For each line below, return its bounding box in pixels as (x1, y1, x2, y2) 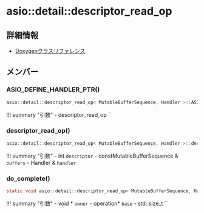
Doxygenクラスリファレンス (15, 47, 86, 54)
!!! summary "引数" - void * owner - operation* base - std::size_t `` (6, 200, 168, 207)
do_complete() (6, 174, 50, 183)
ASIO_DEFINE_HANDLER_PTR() (6, 85, 100, 94)
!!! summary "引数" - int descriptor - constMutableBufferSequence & (6, 152, 178, 159)
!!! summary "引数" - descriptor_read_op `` (6, 111, 112, 118)
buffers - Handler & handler (6, 159, 76, 166)
